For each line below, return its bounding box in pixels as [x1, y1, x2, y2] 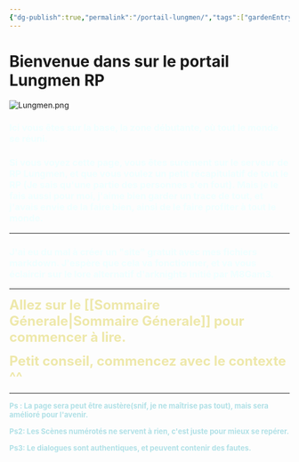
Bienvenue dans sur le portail [9, 51, 230, 71]
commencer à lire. [9, 329, 126, 346]
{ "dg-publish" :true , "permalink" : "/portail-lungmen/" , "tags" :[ [9, 12, 245, 22]
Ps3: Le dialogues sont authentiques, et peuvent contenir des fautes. [9, 443, 252, 453]
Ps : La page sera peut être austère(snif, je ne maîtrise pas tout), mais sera [9, 401, 269, 411]
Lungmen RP [9, 70, 105, 90]
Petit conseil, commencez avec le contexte [9, 353, 287, 370]
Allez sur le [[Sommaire [9, 297, 160, 314]
